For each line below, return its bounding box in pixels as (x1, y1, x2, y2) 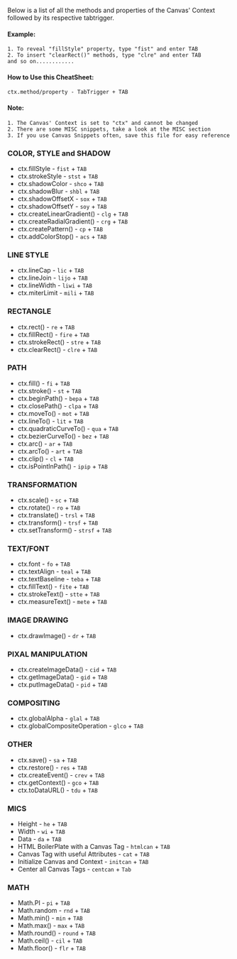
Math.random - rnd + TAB (17, 906, 91, 915)
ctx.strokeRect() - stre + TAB (17, 337, 101, 346)
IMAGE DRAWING (7, 615, 69, 625)
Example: (7, 30, 36, 38)
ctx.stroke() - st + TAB (17, 386, 82, 395)
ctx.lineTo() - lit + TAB (17, 417, 84, 425)
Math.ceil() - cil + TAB (17, 936, 83, 945)
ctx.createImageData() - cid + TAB (17, 665, 117, 674)
